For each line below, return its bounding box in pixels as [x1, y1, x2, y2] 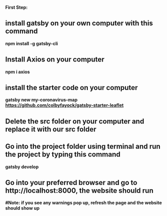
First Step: [5, 5, 28, 10]
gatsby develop [5, 164, 39, 170]
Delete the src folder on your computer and [5, 117, 145, 126]
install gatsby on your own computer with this [5, 19, 153, 27]
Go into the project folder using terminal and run [5, 142, 161, 151]
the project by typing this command [5, 150, 121, 159]
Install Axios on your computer [5, 55, 105, 64]
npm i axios [5, 69, 30, 75]
